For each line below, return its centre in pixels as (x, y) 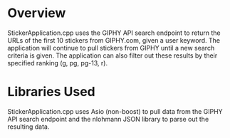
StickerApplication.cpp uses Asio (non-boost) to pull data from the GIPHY (115, 111)
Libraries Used (51, 92)
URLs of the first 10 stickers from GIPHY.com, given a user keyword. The (114, 40)
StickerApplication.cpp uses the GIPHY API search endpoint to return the (114, 33)
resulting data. (28, 127)
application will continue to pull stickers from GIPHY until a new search (111, 48)
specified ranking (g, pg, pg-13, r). (58, 63)
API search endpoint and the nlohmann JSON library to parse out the (108, 119)
